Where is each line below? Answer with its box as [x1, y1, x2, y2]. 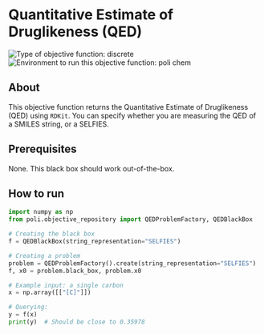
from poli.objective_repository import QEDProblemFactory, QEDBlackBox [8, 215, 253, 223]
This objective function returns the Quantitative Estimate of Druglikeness [8, 102, 249, 111]
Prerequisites [8, 143, 77, 156]
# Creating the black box [8, 230, 95, 238]
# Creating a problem [8, 252, 81, 260]
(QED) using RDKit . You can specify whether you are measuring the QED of [8, 111, 257, 120]
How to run [8, 187, 65, 200]
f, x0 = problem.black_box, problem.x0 [8, 267, 142, 275]
